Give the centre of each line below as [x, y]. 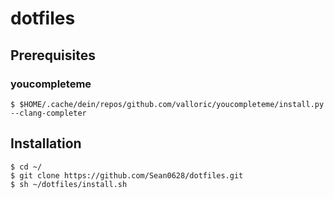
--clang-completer [48, 113]
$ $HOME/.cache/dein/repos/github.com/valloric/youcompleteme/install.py [167, 104]
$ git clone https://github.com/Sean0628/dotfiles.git [127, 175]
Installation [46, 143]
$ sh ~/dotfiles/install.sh [69, 184]
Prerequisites [53, 55]
